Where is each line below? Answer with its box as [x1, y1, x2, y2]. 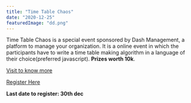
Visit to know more [6, 67, 53, 74]
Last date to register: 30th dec [6, 90, 84, 98]
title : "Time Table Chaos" [6, 8, 74, 15]
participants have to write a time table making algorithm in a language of [6, 49, 185, 56]
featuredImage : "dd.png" [6, 20, 68, 26]
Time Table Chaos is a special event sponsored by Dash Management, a [6, 37, 185, 44]
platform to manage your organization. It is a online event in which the [6, 43, 179, 50]
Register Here [6, 78, 40, 86]
